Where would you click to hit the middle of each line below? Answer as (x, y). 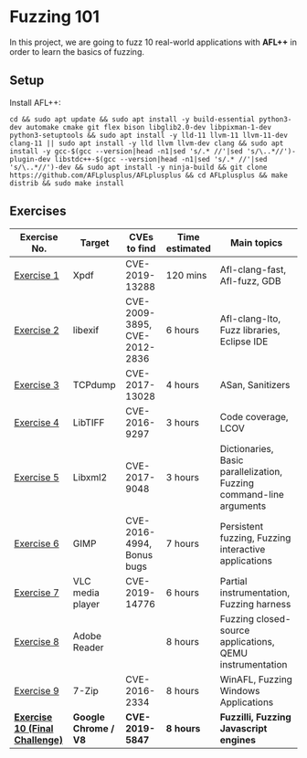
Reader (88, 647)
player (86, 604)
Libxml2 (90, 477)
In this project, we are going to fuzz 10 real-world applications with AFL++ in (153, 42)
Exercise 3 (37, 384)
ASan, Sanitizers (255, 384)
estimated (189, 248)
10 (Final (34, 728)
